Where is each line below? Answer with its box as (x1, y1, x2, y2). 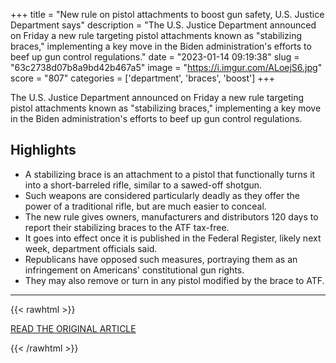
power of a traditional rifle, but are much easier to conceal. (24, 200, 267, 212)
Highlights (10, 142, 77, 159)
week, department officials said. (24, 242, 158, 254)
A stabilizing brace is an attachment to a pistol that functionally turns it (24, 168, 316, 180)
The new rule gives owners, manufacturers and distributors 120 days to (24, 210, 319, 223)
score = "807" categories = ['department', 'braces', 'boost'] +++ (10, 72, 276, 84)
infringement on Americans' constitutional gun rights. (24, 264, 245, 276)
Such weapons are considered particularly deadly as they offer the (24, 189, 300, 201)
